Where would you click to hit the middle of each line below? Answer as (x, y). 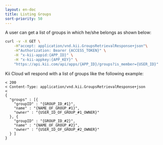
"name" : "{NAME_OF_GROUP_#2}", (47, 125)
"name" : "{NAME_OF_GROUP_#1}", (47, 108)
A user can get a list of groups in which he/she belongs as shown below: (78, 33)
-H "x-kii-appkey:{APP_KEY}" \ (46, 60)
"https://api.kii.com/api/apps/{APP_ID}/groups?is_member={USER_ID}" (86, 64)
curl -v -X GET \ (23, 41)
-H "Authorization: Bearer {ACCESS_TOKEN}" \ (60, 51)
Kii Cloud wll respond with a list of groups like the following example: (74, 73)
